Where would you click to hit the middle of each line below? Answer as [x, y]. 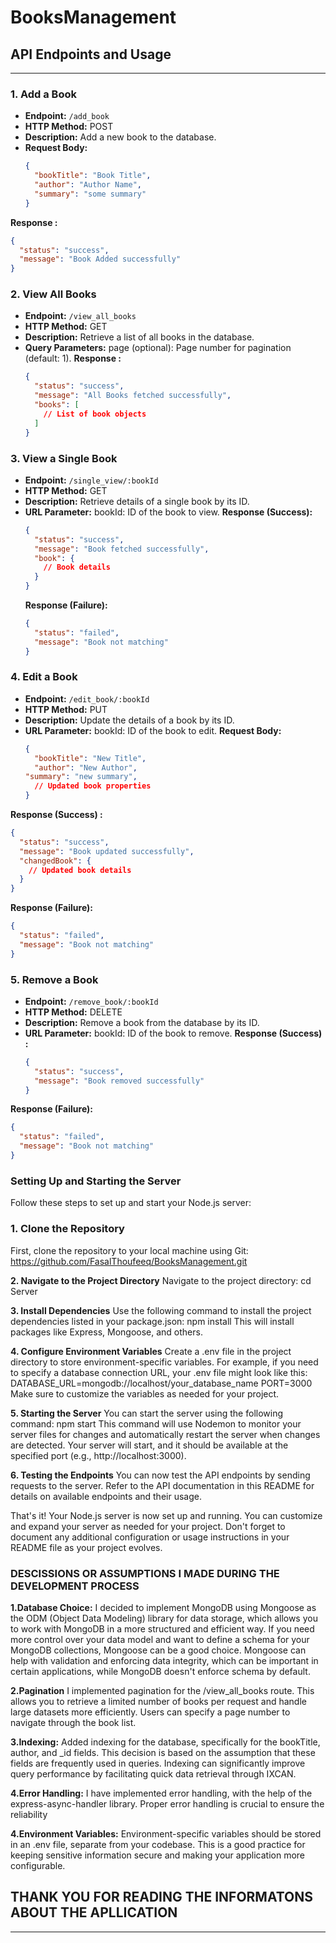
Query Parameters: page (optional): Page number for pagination [158, 348]
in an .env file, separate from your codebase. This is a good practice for [158, 1844]
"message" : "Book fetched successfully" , [122, 549]
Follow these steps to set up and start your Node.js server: [131, 1203]
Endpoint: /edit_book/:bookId [87, 698]
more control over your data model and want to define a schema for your [160, 1639]
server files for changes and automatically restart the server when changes [165, 1434]
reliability [29, 1814]
